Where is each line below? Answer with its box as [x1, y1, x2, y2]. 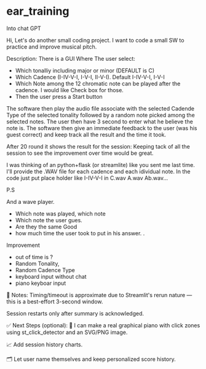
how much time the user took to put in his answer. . [15, 229, 145, 237]
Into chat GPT [6, 25, 41, 32]
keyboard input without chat [15, 273, 87, 280]
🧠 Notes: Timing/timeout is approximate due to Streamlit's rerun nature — [6, 291, 192, 298]
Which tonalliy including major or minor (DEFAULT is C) [15, 66, 155, 74]
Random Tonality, [15, 260, 60, 267]
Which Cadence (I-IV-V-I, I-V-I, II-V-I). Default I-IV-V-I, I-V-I [15, 73, 165, 80]
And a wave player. [6, 198, 55, 205]
